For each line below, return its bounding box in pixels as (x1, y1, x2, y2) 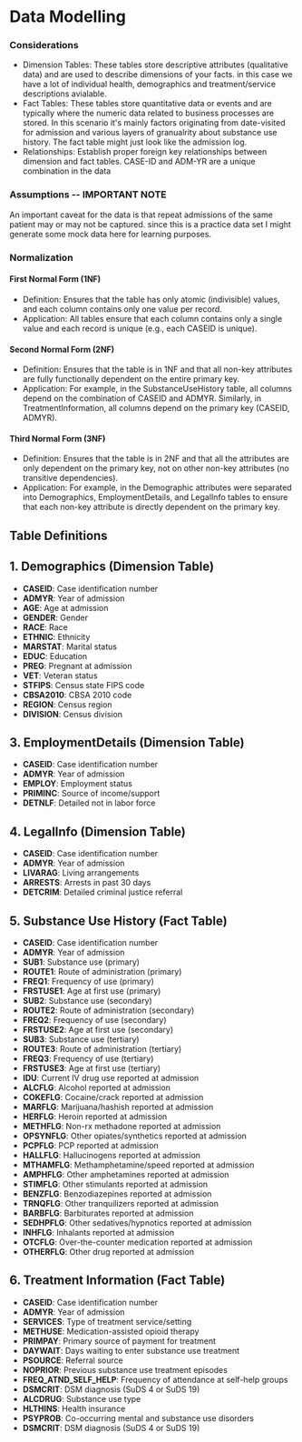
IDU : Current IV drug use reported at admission (22, 1072, 200, 1083)
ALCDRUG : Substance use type (22, 1393, 141, 1404)
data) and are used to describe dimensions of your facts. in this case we (22, 69, 293, 80)
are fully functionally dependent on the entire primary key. (22, 374, 240, 385)
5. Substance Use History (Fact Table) (9, 913, 229, 928)
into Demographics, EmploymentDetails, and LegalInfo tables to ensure (22, 492, 288, 503)
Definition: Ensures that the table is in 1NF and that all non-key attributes (22, 364, 293, 375)
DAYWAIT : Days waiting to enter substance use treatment (22, 1345, 240, 1356)
